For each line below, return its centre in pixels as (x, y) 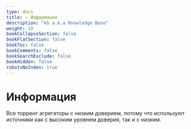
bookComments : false (32, 51)
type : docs (20, 12)
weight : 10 (20, 28)
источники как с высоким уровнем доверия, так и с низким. (84, 119)
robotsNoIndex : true (32, 67)
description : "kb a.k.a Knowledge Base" (58, 23)
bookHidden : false (29, 62)
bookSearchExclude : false (38, 56)
